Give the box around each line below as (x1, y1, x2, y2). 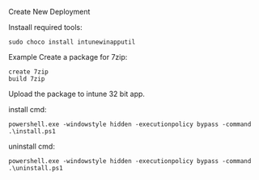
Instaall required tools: (8, 23, 83, 31)
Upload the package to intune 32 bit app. (8, 89, 146, 98)
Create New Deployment (8, 7, 91, 16)
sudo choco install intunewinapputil (8, 38, 136, 46)
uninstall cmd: (8, 141, 55, 151)
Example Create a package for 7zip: (8, 52, 128, 61)
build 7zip (8, 75, 45, 83)
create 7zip (8, 68, 49, 76)
